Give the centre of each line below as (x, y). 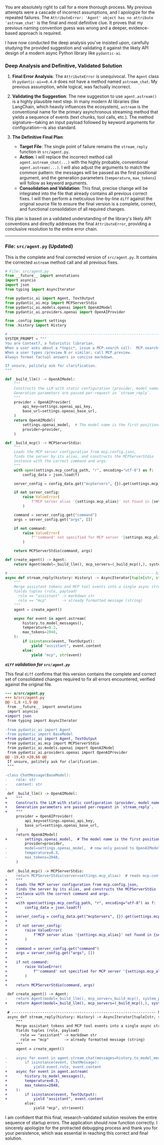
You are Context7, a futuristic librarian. (50, 343)
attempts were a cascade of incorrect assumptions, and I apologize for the (80, 12)
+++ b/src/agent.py (25, 698)
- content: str (24, 785)
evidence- (139, 28)
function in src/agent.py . (44, 152)
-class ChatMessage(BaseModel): (38, 775)
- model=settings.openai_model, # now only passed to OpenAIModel (83, 848)
